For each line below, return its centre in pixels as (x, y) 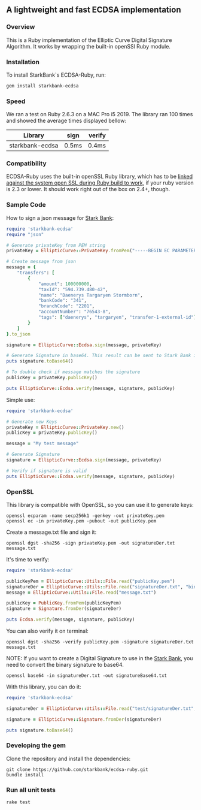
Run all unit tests (31, 790)
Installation (23, 62)
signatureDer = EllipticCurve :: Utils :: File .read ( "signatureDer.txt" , (95, 587)
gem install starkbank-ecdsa (42, 86)
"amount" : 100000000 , (65, 284)
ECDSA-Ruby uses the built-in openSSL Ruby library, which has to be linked (100, 177)
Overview (21, 27)
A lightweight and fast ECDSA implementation (94, 10)
